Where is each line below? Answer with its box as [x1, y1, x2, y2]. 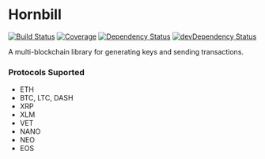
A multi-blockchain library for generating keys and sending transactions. [8, 47, 244, 56]
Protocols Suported [8, 66, 85, 78]
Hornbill [8, 6, 62, 24]
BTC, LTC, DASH [19, 93, 74, 103]
